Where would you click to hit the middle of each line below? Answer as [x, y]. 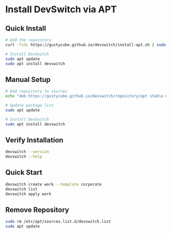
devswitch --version [27, 152]
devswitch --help [24, 157]
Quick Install [26, 28]
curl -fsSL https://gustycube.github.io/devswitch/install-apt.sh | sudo [86, 45]
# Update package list [29, 105]
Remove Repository [37, 210]
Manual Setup [28, 80]
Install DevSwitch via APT [61, 9]
